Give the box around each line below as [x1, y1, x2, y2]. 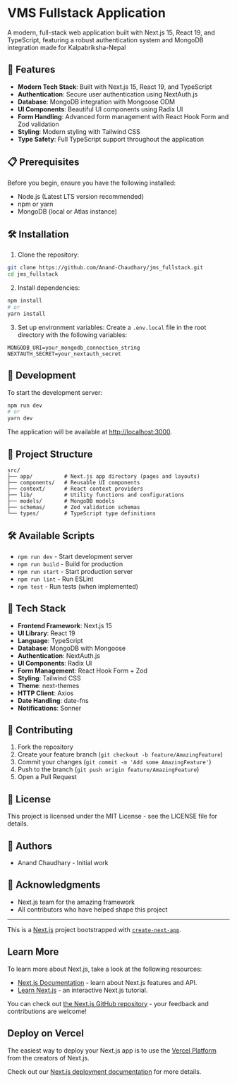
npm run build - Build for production [17, 559, 123, 568]
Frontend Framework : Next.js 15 [17, 621, 113, 630]
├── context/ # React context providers [7, 485, 143, 492]
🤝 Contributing [7, 724, 73, 736]
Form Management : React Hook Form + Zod [17, 666, 148, 675]
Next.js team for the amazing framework [17, 898, 135, 906]
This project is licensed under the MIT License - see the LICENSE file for [7, 812, 217, 821]
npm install [7, 298, 42, 305]
